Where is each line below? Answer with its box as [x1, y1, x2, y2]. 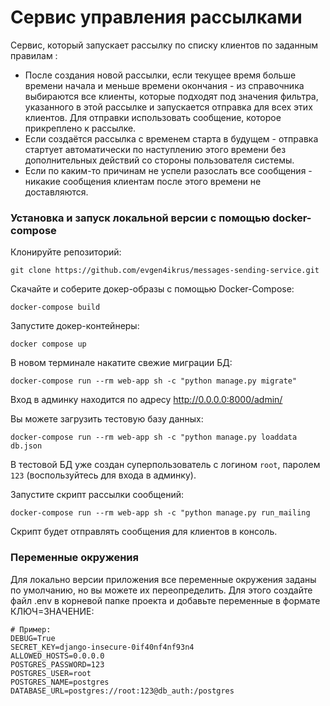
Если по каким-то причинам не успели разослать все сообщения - [24, 164, 313, 176]
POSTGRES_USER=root [10, 668, 92, 678]
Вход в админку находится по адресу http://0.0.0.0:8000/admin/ [10, 394, 283, 406]
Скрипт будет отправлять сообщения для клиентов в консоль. [10, 526, 278, 538]
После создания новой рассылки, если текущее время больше [24, 69, 297, 81]
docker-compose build [10, 302, 101, 313]
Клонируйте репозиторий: [10, 246, 122, 258]
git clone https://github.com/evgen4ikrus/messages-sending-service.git [10, 266, 320, 276]
